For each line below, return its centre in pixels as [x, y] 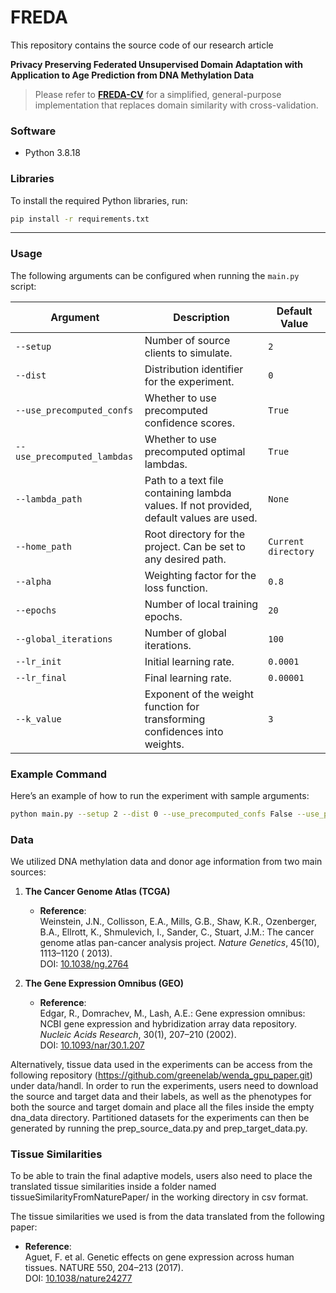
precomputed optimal [195, 451]
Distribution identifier [194, 369]
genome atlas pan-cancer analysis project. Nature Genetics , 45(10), [179, 943]
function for [172, 706]
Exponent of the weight [199, 694]
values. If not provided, [198, 505]
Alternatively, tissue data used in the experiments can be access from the [161, 1065]
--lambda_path [49, 499]
